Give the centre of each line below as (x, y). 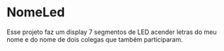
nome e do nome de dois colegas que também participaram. (95, 39)
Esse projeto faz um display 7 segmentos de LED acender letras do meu (112, 32)
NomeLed (36, 12)
